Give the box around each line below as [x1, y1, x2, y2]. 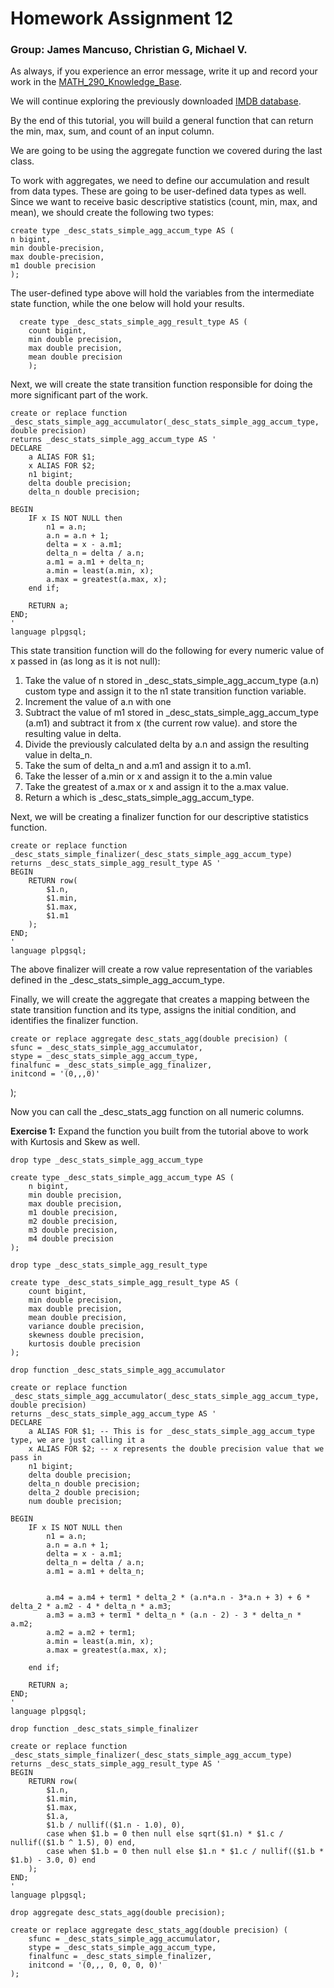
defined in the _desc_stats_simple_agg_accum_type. [10, 974, 226, 986]
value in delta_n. [24, 749, 93, 761]
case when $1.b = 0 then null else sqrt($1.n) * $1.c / [46, 1829, 284, 1839]
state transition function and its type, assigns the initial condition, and [10, 1004, 297, 1016]
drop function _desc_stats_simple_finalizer [10, 1724, 199, 1734]
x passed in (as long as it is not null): [10, 655, 161, 667]
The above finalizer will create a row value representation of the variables [10, 963, 313, 976]
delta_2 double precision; [28, 1488, 141, 1498]
